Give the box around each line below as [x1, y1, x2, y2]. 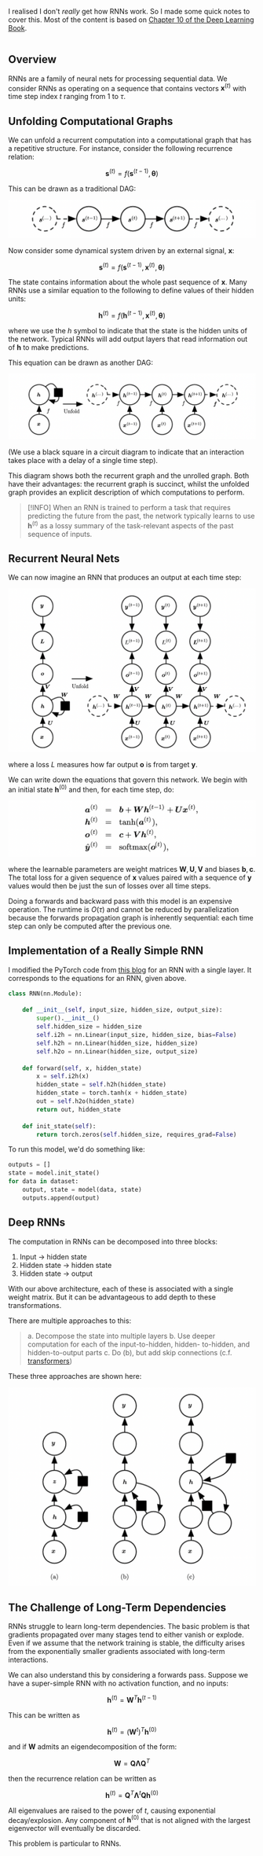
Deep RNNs [8, 1216, 65, 1229]
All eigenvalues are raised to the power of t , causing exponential [8, 1806, 216, 1815]
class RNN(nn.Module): [8, 990, 82, 998]
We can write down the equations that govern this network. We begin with [8, 775, 248, 785]
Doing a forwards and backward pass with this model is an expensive [8, 896, 233, 906]
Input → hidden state [19, 1251, 88, 1261]
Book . [8, 24, 27, 32]
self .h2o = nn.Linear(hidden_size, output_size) [36, 1047, 199, 1056]
